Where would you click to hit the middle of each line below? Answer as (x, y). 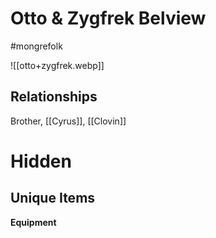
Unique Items (53, 198)
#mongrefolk (36, 46)
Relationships (54, 97)
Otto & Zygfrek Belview (108, 18)
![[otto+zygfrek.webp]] (57, 65)
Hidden (41, 161)
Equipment (33, 222)
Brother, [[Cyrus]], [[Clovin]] (68, 121)
